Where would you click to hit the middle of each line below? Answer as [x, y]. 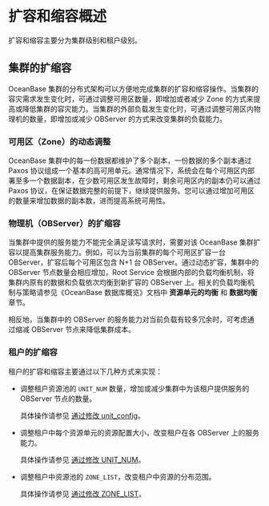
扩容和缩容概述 [58, 16]
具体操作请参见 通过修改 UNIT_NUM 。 [82, 459]
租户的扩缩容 [33, 352]
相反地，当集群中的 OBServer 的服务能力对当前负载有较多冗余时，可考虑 [128, 320]
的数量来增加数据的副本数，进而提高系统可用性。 [89, 200]
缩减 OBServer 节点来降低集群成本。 [75, 330]
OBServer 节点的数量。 [58, 399]
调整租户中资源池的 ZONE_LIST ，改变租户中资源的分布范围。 [118, 476]
